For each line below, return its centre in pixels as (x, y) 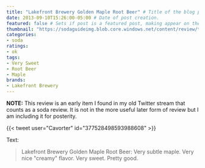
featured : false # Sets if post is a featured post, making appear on (98, 23)
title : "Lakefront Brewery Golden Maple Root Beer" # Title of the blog (101, 12)
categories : (21, 35)
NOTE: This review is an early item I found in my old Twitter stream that (96, 103)
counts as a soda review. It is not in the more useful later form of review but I (103, 110)
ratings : (17, 46)
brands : (16, 80)
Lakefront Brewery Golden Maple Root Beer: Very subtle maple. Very (107, 152)
